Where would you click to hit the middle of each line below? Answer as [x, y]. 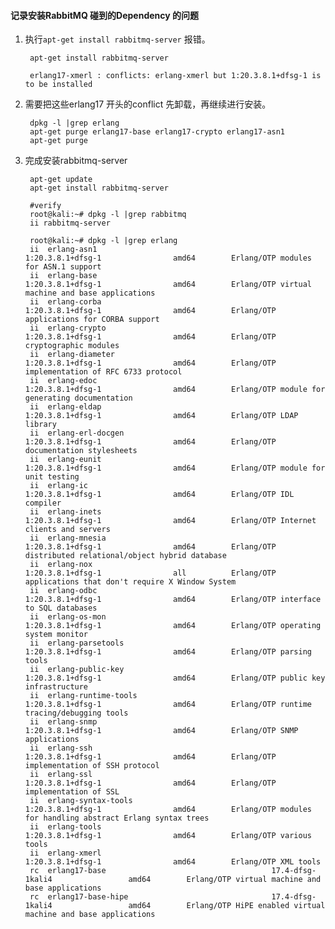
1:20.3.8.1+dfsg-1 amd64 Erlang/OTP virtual [168, 285]
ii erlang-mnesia [68, 538]
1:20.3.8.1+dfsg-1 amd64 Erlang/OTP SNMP [161, 731]
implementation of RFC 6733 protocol [103, 372]
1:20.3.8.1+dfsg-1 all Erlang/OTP [150, 573]
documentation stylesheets [81, 451]
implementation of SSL [72, 792]
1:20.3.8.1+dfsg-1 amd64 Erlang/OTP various [168, 836]
